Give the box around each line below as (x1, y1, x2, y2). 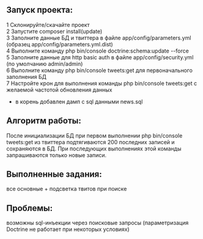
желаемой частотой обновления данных (6, 86, 113, 94)
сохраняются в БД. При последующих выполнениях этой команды (6, 145, 182, 152)
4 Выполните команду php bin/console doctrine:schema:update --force (6, 47, 190, 54)
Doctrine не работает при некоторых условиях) (6, 226, 130, 233)
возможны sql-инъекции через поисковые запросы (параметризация (6, 219, 189, 227)
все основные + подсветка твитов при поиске (6, 185, 127, 193)
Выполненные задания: (6, 169, 102, 180)
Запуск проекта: (6, 5, 73, 15)
